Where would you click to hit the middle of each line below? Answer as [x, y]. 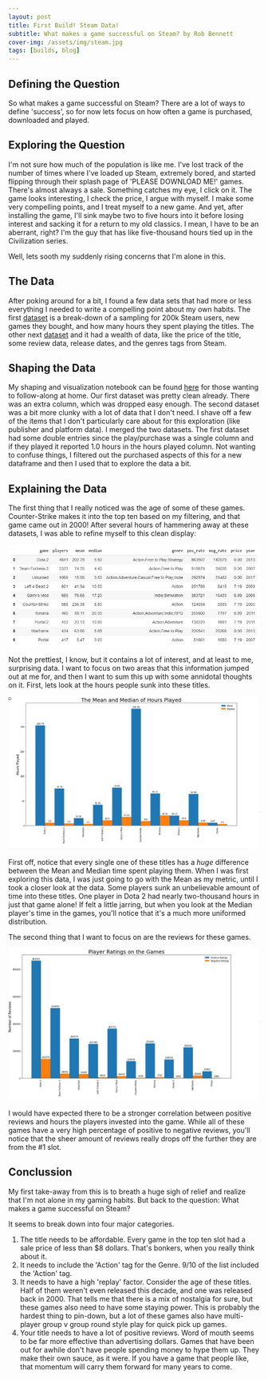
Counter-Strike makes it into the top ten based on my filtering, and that [124, 517]
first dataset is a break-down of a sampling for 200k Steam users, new [124, 317]
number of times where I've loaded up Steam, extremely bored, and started [132, 172]
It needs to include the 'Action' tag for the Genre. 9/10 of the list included [139, 1265]
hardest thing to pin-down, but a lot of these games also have [121, 1316]
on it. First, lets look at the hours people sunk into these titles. [109, 685]
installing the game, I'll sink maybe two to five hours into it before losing [126, 215]
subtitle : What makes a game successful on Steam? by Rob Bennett [121, 34]
